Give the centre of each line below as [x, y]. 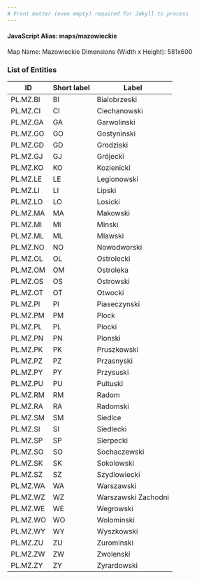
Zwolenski [113, 555]
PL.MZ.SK [27, 464]
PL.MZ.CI [26, 111]
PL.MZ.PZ [27, 361]
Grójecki [110, 157]
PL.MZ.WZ [28, 497]
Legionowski [117, 179]
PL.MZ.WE [28, 509]
